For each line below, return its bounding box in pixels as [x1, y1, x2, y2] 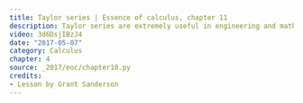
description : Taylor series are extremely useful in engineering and [9, 21, 277, 30]
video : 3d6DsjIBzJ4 [9, 30, 83, 39]
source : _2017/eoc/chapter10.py [9, 64, 131, 73]
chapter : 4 [9, 55, 50, 64]
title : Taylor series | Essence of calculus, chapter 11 [9, 13, 228, 22]
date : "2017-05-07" [9, 38, 83, 47]
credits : [9, 72, 42, 81]
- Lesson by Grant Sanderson [9, 80, 119, 89]
